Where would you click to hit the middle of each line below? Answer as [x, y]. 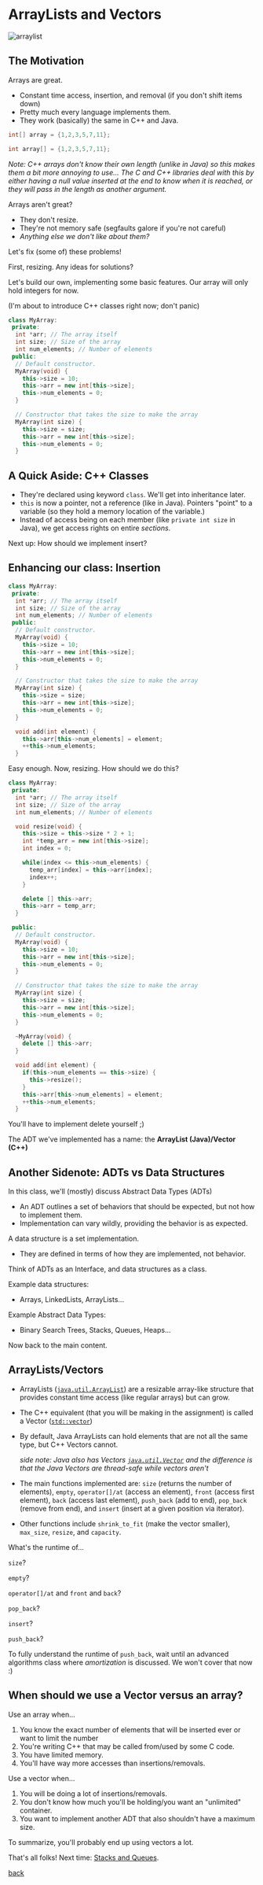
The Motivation [46, 61]
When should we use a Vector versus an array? [126, 1696]
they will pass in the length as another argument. [88, 189]
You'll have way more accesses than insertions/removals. [112, 1763]
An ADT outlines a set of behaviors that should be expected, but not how [137, 1207]
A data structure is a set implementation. [74, 1239]
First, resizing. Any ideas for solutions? [71, 267]
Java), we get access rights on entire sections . [95, 528]
